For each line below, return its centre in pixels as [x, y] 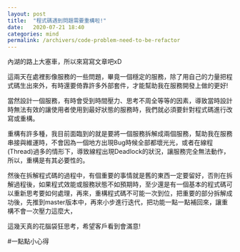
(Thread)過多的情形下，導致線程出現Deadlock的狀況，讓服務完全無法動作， [119, 152]
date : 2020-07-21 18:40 [46, 27]
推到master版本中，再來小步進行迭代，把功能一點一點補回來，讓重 [130, 202]
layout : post [27, 14]
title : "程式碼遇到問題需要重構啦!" [57, 21]
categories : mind [33, 34]
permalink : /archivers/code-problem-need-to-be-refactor [94, 41]
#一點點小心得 [28, 241]
